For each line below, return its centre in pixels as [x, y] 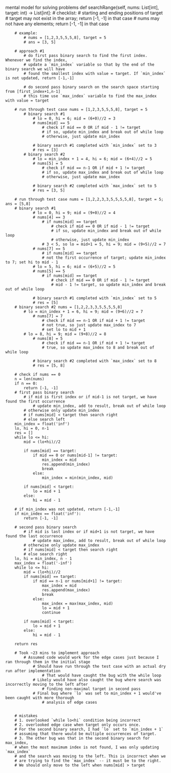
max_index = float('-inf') [43, 563]
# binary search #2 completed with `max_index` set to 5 [95, 186]
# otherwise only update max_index [62, 545]
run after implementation [33, 671]
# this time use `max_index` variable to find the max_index [90, 96]
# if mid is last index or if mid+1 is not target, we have [89, 532]
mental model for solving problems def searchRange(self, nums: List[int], [82, 7]
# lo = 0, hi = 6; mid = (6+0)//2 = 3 [74, 119]
